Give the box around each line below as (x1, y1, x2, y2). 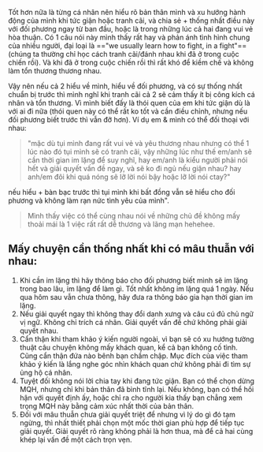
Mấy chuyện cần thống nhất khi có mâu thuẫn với (8, 242, 254, 256)
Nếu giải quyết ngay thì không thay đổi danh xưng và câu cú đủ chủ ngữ (19, 308, 254, 319)
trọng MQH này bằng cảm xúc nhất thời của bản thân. (19, 401, 194, 410)
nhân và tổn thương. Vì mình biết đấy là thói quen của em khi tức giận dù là (8, 99, 250, 107)
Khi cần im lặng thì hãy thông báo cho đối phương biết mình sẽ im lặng (19, 275, 248, 285)
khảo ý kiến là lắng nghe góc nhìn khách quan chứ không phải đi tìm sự (19, 359, 251, 368)
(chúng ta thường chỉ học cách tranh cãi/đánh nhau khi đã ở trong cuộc (8, 50, 239, 58)
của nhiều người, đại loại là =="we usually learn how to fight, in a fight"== (8, 41, 247, 50)
